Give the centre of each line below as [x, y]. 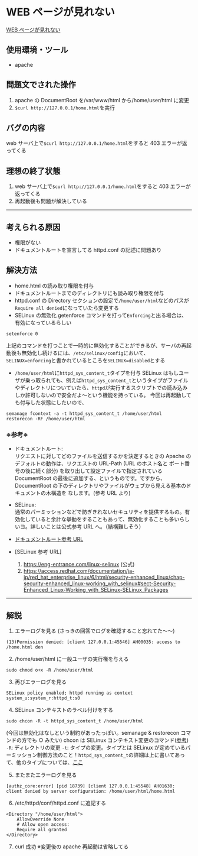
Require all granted [42, 829]
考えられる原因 [33, 227]
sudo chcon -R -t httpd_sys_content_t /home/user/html [75, 721]
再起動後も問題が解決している [51, 201]
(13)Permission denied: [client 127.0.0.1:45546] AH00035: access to [93, 642]
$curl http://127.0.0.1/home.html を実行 [65, 108]
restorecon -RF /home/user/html [46, 419]
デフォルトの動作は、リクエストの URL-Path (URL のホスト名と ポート [100, 463]
